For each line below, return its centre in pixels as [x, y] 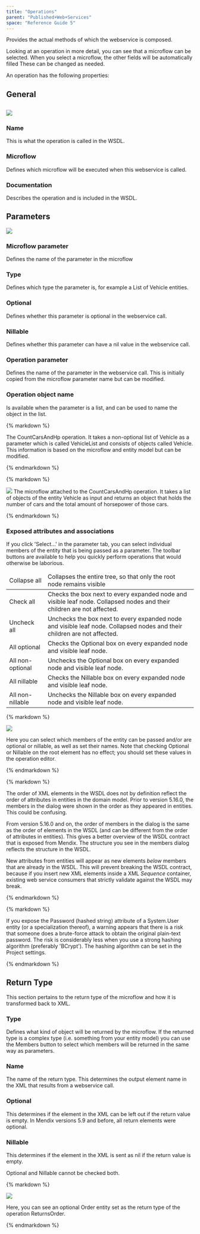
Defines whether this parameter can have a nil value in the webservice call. [98, 345]
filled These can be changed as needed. [56, 64]
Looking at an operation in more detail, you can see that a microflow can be [99, 51]
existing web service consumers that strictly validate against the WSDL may [99, 879]
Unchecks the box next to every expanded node [115, 619]
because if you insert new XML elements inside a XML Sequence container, [99, 873]
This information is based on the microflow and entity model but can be [94, 449]
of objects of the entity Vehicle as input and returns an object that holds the [99, 498]
